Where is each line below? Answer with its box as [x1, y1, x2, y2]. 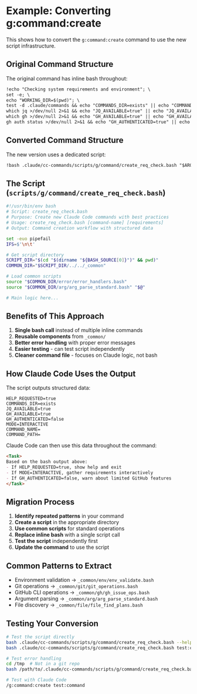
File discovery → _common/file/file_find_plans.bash [14, 601, 144, 609]
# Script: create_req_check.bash [6, 209, 88, 215]
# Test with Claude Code [6, 677, 67, 683]
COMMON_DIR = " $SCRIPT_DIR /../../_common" [6, 263, 107, 269]
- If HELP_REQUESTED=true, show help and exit [6, 464, 122, 470]
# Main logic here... [6, 295, 59, 301]
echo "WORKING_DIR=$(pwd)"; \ [6, 97, 80, 103]
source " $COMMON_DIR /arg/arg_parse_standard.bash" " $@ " [6, 284, 145, 290]
